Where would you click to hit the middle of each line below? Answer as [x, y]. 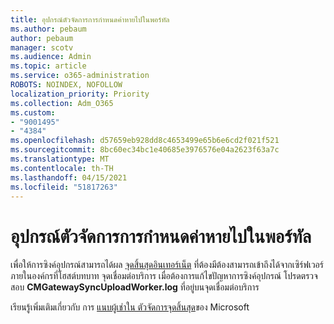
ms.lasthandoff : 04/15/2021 [69, 177]
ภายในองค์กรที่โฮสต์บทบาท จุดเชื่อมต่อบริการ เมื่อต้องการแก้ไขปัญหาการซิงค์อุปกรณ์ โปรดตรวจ [164, 276]
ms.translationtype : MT [60, 159]
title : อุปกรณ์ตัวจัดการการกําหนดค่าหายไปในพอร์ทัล [90, 19]
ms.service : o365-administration [80, 76]
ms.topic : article [48, 66]
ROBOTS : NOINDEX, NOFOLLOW [66, 85]
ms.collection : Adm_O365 [62, 103]
